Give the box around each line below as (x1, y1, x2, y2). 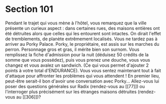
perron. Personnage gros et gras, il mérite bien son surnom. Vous (5, 46, 140, 52)
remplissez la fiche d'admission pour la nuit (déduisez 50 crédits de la (5, 51, 149, 58)
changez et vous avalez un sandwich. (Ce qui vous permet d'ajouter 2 (5, 62, 149, 68)
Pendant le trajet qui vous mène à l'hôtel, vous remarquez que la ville (5, 20, 147, 26)
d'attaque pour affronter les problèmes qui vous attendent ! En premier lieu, (5, 73, 161, 79)
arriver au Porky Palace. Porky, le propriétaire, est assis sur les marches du (5, 41, 160, 47)
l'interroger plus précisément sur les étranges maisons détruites (5, 89, 137, 95)
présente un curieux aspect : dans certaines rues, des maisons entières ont (5, 25, 160, 31)
